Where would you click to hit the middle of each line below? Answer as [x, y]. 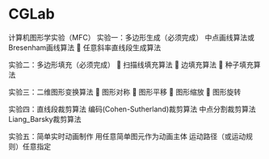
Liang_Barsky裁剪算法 [45, 119]
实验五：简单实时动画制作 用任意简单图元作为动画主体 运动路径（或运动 [127, 136]
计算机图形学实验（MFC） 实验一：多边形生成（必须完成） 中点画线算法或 [132, 37]
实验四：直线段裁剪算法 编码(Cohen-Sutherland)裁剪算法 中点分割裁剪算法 [132, 109]
